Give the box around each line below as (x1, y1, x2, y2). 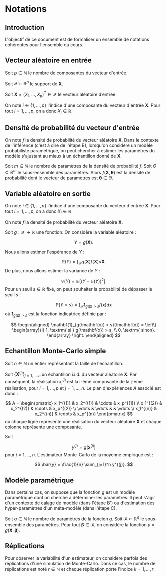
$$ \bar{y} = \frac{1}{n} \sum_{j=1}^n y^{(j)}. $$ (34, 461, 133, 468)
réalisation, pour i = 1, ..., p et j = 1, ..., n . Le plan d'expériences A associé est (5, 385, 161, 391)
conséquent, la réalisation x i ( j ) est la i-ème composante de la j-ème (5, 378, 143, 386)
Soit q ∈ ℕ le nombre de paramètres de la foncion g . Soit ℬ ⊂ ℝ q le (5, 515, 144, 522)
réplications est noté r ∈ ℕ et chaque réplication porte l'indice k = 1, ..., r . (5, 566, 155, 572)
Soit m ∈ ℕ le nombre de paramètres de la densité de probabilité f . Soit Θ (5, 163, 156, 169)
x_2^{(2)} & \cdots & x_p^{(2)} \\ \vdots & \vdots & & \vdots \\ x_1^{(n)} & (10, 405, 157, 411)
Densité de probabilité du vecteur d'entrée (5, 124, 140, 132)
